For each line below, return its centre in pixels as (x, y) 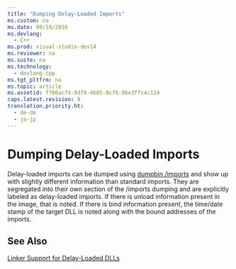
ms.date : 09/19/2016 (38, 27)
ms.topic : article (34, 86)
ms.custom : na (28, 21)
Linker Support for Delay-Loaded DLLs (64, 258)
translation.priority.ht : (45, 106)
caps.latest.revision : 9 (44, 100)
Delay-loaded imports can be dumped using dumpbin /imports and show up (118, 173)
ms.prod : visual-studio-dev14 (52, 47)
